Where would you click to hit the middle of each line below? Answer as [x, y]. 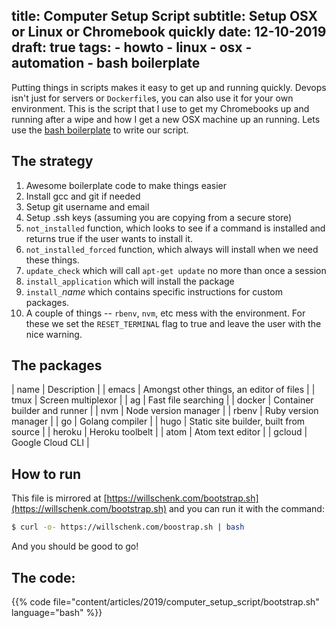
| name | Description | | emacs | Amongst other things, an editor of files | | [163, 390]
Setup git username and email [87, 206]
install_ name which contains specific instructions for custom [154, 291]
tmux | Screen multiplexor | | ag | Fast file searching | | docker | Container [162, 400]
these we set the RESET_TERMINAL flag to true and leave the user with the [173, 323]
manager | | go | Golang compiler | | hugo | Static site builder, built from [158, 421]
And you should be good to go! [75, 546]
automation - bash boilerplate [106, 63]
